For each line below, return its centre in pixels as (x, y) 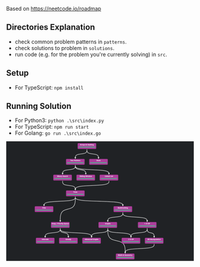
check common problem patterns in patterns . (71, 42)
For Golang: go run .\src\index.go (58, 133)
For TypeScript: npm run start (52, 127)
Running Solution (39, 106)
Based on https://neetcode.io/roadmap (54, 9)
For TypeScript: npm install (49, 87)
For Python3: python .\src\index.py (59, 120)
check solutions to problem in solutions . (65, 48)
